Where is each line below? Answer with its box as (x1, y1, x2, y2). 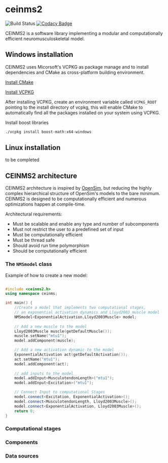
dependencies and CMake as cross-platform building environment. (5, 69, 145, 75)
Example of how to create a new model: (5, 272, 88, 278)
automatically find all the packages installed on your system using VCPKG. (5, 109, 160, 115)
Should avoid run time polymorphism (12, 242, 90, 249)
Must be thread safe (12, 237, 55, 243)
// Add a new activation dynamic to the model (14, 347, 114, 353)
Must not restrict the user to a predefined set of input (12, 226, 124, 232)
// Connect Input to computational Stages (14, 390, 105, 395)
